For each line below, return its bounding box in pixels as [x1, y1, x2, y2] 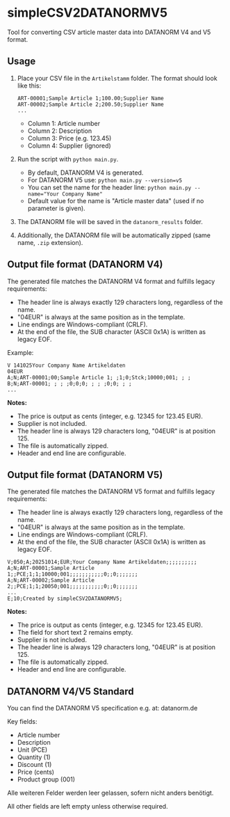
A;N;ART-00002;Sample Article [7, 577, 95, 584]
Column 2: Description [27, 127, 92, 135]
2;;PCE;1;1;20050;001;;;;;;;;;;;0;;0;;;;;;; [7, 583, 138, 590]
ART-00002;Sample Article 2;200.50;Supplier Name [17, 101, 165, 108]
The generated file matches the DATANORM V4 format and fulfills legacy [7, 277, 215, 285]
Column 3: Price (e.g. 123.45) [27, 134, 112, 142]
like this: [17, 81, 42, 90]
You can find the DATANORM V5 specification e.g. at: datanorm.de [7, 704, 198, 713]
